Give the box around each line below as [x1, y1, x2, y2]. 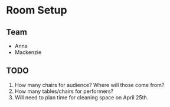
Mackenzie [14, 49, 42, 56]
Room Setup [6, 4, 67, 17]
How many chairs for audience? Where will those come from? [14, 81, 165, 88]
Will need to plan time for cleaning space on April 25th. [14, 93, 149, 101]
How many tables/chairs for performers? [14, 88, 114, 95]
